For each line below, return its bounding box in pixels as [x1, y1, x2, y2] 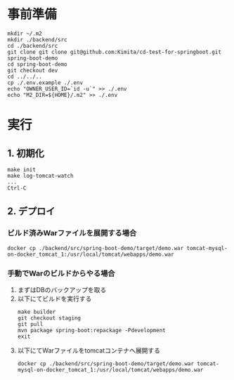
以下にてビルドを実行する [17, 294, 92, 303]
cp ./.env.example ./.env [7, 79, 83, 86]
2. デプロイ [7, 205, 56, 218]
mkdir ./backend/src [7, 36, 68, 43]
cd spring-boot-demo [7, 60, 68, 67]
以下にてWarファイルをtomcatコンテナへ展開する [17, 346, 160, 355]
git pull [17, 320, 44, 327]
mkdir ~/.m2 [7, 30, 42, 37]
